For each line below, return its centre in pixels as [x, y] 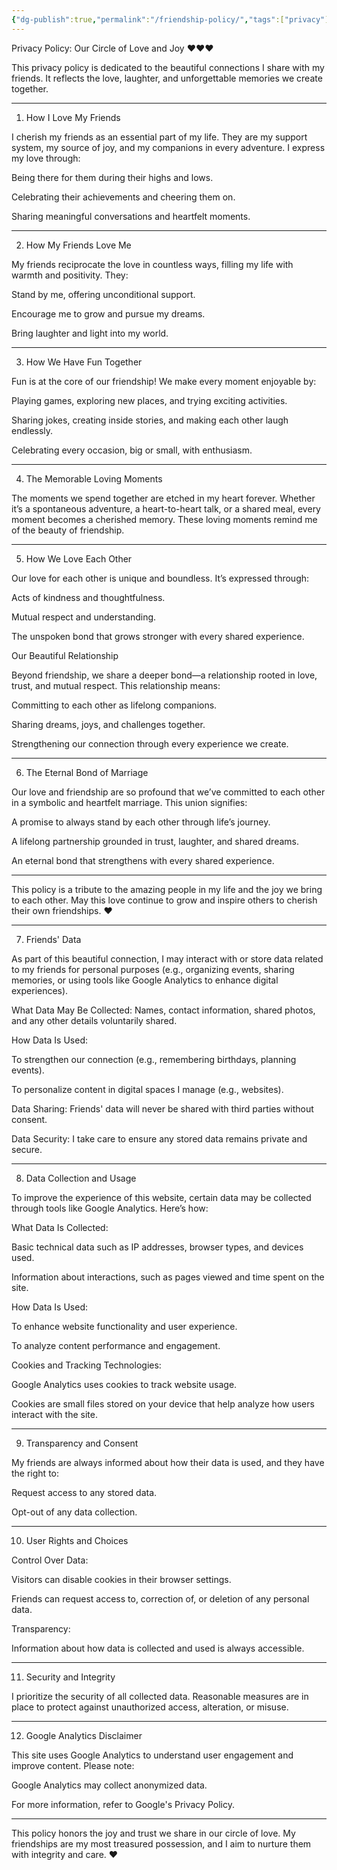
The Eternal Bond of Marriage [87, 772]
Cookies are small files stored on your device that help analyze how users [163, 1403]
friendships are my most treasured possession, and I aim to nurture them [161, 1843]
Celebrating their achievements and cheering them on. [123, 197]
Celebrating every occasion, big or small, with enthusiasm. [132, 450]
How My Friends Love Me [78, 245]
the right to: [35, 1473]
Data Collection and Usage [81, 1178]
